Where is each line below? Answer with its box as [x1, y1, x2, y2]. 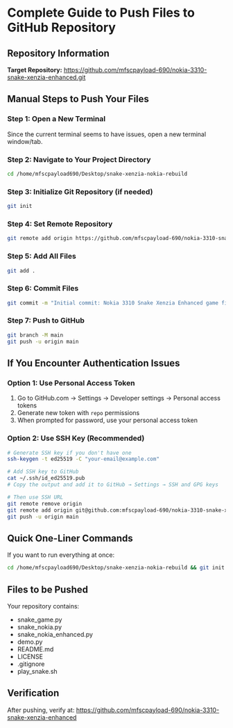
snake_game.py [17, 615, 62, 624]
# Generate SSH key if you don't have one [7, 449, 132, 456]
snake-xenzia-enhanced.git [7, 73, 86, 81]
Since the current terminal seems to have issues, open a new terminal [7, 130, 207, 138]
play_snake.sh [17, 667, 58, 675]
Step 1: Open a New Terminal [7, 114, 106, 124]
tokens [17, 401, 37, 410]
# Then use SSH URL [7, 494, 64, 501]
